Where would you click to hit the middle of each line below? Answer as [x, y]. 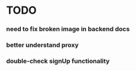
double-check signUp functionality [58, 61]
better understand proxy [42, 45]
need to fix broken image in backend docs [68, 29]
